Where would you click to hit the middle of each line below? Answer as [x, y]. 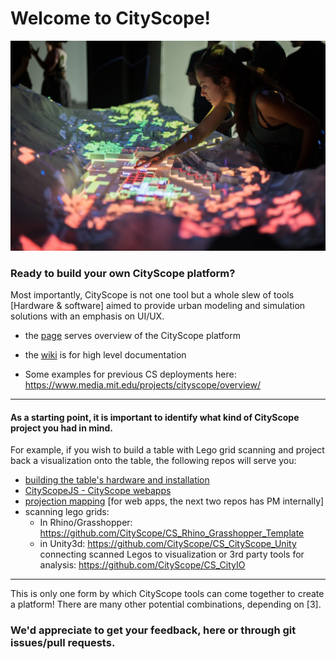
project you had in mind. [61, 428]
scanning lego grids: [67, 512]
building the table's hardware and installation [117, 480]
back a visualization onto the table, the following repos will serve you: [153, 461]
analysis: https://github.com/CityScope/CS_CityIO [142, 565]
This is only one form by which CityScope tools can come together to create [167, 594]
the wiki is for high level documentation [105, 354]
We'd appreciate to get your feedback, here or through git [153, 630]
